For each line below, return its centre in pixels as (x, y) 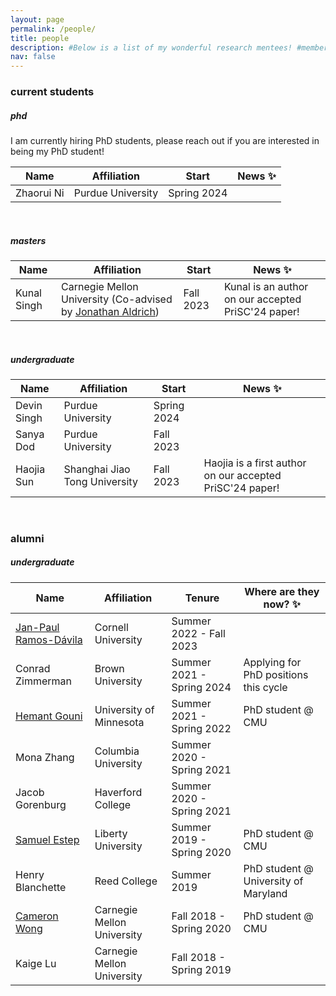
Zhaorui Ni (40, 193)
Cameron (37, 916)
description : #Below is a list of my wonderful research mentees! (151, 47)
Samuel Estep (47, 839)
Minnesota (119, 722)
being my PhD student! (57, 152)
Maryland (265, 893)
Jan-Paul (37, 627)
